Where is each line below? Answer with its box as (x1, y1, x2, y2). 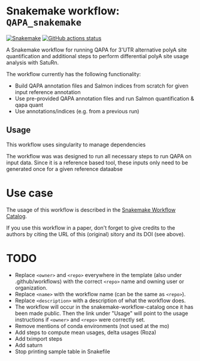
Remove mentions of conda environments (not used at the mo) (14, 322, 169, 329)
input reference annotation (14, 88, 81, 95)
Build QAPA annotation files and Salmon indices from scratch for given (14, 82, 189, 89)
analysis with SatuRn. (6, 59, 59, 66)
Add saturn (14, 341, 43, 348)
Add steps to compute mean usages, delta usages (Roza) (14, 329, 157, 336)
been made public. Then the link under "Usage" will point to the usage (14, 309, 189, 317)
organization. (14, 284, 48, 291)
